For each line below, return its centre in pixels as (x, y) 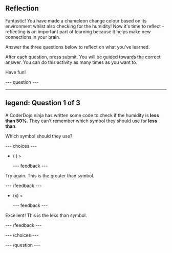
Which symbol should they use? (39, 136)
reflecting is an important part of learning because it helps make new (78, 31)
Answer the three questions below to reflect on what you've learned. (78, 47)
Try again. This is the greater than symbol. (50, 175)
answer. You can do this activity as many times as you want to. (71, 62)
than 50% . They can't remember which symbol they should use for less (81, 121)
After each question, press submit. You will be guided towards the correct (83, 57)
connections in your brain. (33, 37)
